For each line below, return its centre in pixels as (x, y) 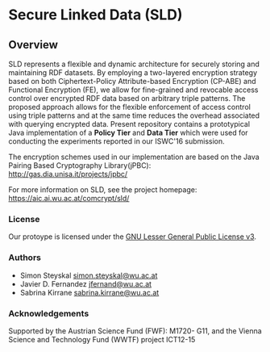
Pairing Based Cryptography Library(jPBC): (80, 166)
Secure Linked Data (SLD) (96, 15)
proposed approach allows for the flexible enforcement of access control (130, 107)
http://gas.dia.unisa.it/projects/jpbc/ (68, 174)
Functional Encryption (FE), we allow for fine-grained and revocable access (133, 90)
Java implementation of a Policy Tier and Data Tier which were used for (128, 132)
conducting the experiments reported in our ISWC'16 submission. (117, 141)
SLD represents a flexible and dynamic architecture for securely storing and (134, 64)
